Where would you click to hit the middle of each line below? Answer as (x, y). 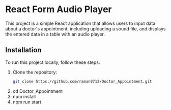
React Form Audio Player (59, 9)
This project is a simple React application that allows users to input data (80, 23)
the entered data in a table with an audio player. (55, 34)
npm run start (27, 102)
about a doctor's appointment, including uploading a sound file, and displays (85, 28)
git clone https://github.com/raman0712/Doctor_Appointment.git (82, 81)
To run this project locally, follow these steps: (53, 62)
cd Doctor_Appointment (38, 91)
